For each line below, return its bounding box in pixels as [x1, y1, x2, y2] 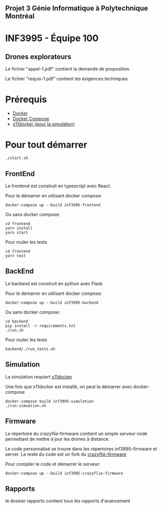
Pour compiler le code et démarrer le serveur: [5, 461, 100, 467]
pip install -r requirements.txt [5, 323, 76, 328]
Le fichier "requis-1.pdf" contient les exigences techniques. [5, 76, 129, 82]
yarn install [5, 226, 33, 231]
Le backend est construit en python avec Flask [5, 280, 103, 286]
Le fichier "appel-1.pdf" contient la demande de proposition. [5, 66, 131, 72]
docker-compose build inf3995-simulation [5, 398, 94, 404]
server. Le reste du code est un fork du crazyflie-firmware [5, 451, 127, 457]
